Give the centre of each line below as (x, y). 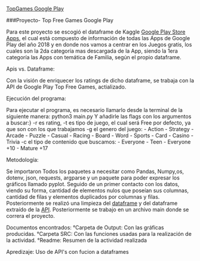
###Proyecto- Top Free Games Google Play (60, 20)
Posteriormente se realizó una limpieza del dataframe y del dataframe (92, 203)
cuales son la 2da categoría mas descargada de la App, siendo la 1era (92, 51)
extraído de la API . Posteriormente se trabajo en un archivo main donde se (98, 210)
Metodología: (22, 160)
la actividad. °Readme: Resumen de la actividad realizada (77, 240)
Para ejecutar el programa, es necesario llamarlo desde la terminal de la (95, 110)
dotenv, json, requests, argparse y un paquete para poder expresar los (93, 178)
